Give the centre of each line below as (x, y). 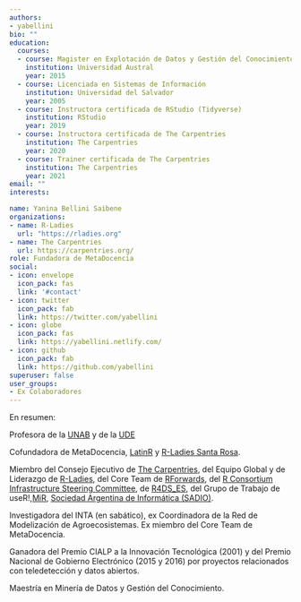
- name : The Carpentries (56, 242)
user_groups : (34, 383)
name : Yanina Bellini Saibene (66, 209)
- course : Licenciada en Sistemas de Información (112, 84)
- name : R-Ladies (42, 225)
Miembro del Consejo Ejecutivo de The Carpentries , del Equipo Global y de (147, 469)
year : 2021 (46, 176)
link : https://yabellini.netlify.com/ (90, 342)
